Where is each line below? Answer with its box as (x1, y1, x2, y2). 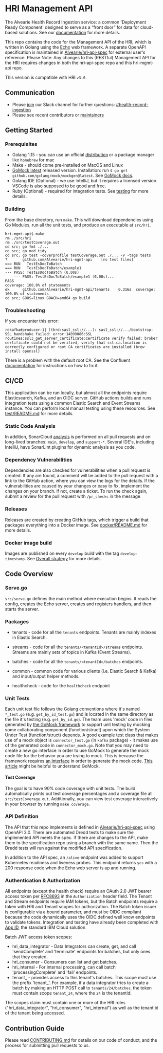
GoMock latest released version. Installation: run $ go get (12, 167, 128, 174)
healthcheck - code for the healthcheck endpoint (12, 683, 110, 689)
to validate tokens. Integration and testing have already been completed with (5, 920, 159, 925)
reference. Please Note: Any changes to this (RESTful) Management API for (5, 54, 156, 60)
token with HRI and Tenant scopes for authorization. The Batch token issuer (5, 904, 157, 910)
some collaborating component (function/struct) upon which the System (5, 727, 150, 733)
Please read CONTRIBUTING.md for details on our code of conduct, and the (5, 1037, 157, 1043)
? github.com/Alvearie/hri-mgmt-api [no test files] (5, 257, 134, 262)
